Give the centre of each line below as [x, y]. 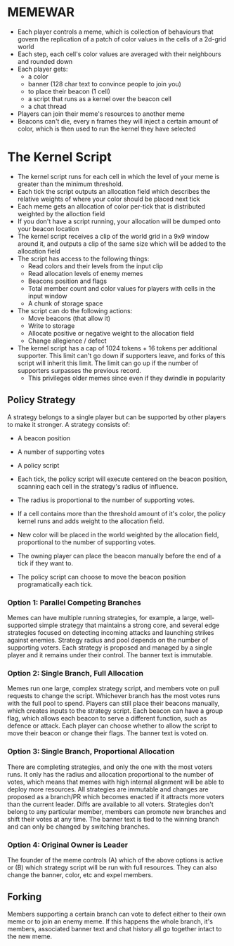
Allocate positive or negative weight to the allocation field [111, 333]
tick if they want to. [45, 563]
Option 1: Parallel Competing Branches [74, 603]
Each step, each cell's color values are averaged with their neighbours [119, 54]
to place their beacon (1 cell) [69, 91]
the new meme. [30, 936]
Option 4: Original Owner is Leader [68, 845]
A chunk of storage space [65, 303]
